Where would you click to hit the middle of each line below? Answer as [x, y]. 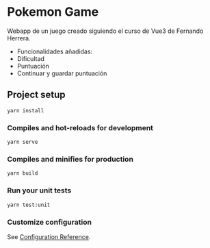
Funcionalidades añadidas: [55, 51]
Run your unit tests [39, 190]
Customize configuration [50, 222]
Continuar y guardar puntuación [62, 73]
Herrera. [19, 38]
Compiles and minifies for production [70, 159]
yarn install [26, 110]
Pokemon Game [53, 12]
